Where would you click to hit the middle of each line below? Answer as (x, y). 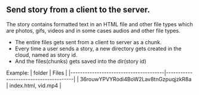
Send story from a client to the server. (78, 10)
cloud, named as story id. (46, 55)
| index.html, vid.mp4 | (34, 85)
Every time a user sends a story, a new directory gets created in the (98, 48)
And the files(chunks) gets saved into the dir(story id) (80, 61)
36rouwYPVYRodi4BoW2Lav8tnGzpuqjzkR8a (136, 79)
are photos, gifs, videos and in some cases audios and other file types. (93, 30)
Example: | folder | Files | (37, 73)
